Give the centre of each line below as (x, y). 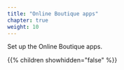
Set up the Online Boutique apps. (55, 47)
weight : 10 (23, 27)
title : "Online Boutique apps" (53, 14)
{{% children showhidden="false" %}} (62, 60)
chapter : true (28, 20)
